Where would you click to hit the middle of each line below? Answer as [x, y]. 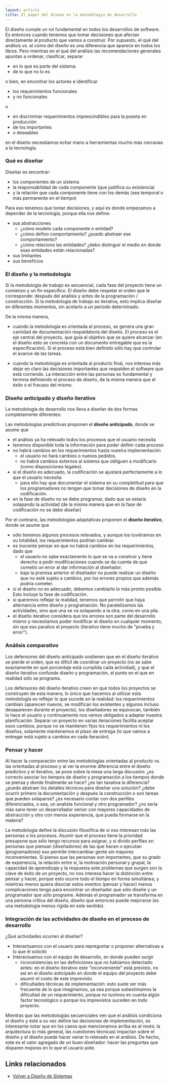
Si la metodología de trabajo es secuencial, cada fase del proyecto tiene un [83, 285]
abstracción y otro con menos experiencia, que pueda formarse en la [77, 815]
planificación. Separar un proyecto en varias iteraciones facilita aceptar [80, 720]
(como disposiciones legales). [51, 467]
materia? [14, 820]
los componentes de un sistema [46, 182]
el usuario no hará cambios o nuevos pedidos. [68, 456]
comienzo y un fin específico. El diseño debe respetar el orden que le [78, 291]
